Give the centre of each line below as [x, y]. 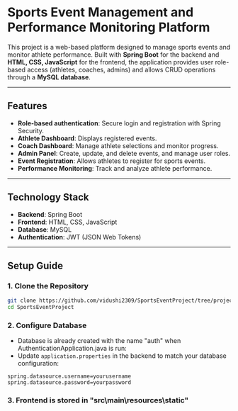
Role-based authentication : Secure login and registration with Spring [119, 123]
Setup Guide [35, 265]
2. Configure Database [47, 325]
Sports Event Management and [101, 12]
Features [27, 106]
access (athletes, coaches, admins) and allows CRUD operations [121, 69]
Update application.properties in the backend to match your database [122, 356]
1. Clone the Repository [48, 286]
